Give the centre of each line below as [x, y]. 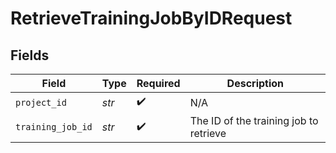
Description [255, 83]
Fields [30, 55]
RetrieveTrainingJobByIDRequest [151, 18]
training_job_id [54, 127]
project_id [41, 102]
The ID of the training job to [254, 120]
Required [158, 83]
